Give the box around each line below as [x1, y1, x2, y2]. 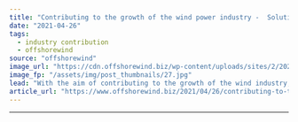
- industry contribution [17, 37, 109, 47]
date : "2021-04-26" [9, 21, 82, 30]
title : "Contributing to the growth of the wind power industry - [9, 12, 260, 22]
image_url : [9, 63, 50, 72]
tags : [9, 29, 29, 38]
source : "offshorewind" [9, 54, 98, 63]
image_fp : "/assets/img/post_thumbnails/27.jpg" [9, 71, 192, 80]
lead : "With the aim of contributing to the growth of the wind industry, [9, 79, 292, 88]
